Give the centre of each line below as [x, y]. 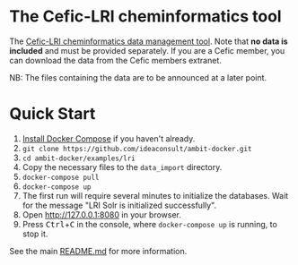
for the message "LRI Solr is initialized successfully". [119, 205]
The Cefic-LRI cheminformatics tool [145, 17]
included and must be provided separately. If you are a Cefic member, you [147, 50]
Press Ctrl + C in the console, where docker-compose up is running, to [150, 224]
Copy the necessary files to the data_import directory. [122, 167]
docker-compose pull [61, 177]
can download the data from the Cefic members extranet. [115, 60]
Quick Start [53, 114]
